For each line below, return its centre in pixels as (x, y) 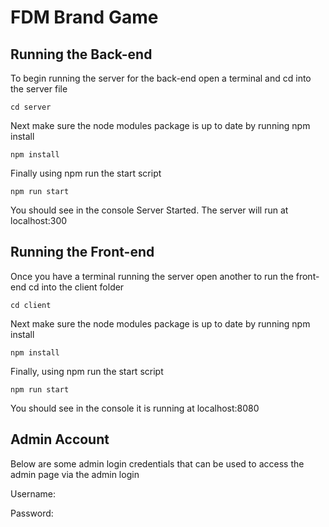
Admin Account (60, 439)
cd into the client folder (76, 287)
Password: (32, 513)
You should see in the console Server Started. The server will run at (149, 210)
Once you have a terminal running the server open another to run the (152, 276)
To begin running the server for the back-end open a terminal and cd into (161, 78)
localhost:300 (39, 220)
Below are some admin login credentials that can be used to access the (157, 463)
